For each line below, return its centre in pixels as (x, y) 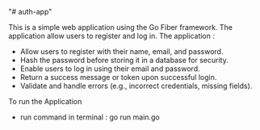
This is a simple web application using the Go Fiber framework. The (120, 27)
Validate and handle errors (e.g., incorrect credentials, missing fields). (136, 86)
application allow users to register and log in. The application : (112, 36)
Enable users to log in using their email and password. (110, 69)
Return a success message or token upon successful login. (118, 77)
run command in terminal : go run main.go (90, 117)
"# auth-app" (30, 12)
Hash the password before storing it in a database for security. (124, 60)
